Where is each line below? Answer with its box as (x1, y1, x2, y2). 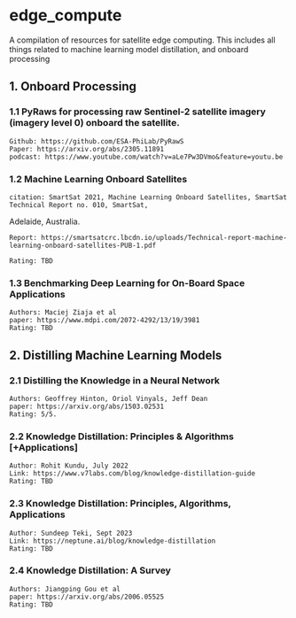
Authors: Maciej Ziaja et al (9, 308, 117, 317)
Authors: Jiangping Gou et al (9, 584, 121, 593)
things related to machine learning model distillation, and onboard (9, 43, 249, 54)
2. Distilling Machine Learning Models (9, 347, 222, 363)
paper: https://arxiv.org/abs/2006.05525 (9, 592, 165, 601)
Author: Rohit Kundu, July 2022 (9, 461, 129, 470)
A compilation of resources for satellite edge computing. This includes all (9, 35, 277, 45)
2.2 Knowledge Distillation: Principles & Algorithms (9, 430, 235, 443)
